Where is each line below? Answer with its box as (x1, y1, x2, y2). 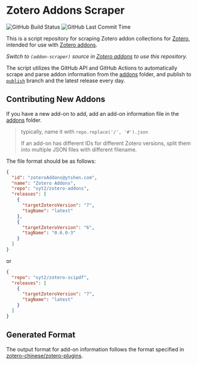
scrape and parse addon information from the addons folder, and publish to (6, 70, 192, 78)
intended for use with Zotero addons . (6, 41, 97, 48)
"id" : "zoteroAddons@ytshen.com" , (11, 174, 97, 181)
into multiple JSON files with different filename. (20, 146, 137, 153)
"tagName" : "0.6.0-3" (21, 230, 76, 236)
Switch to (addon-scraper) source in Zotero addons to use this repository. (6, 52, 187, 60)
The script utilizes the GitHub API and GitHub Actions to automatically (6, 64, 178, 72)
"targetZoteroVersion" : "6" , (21, 224, 95, 230)
